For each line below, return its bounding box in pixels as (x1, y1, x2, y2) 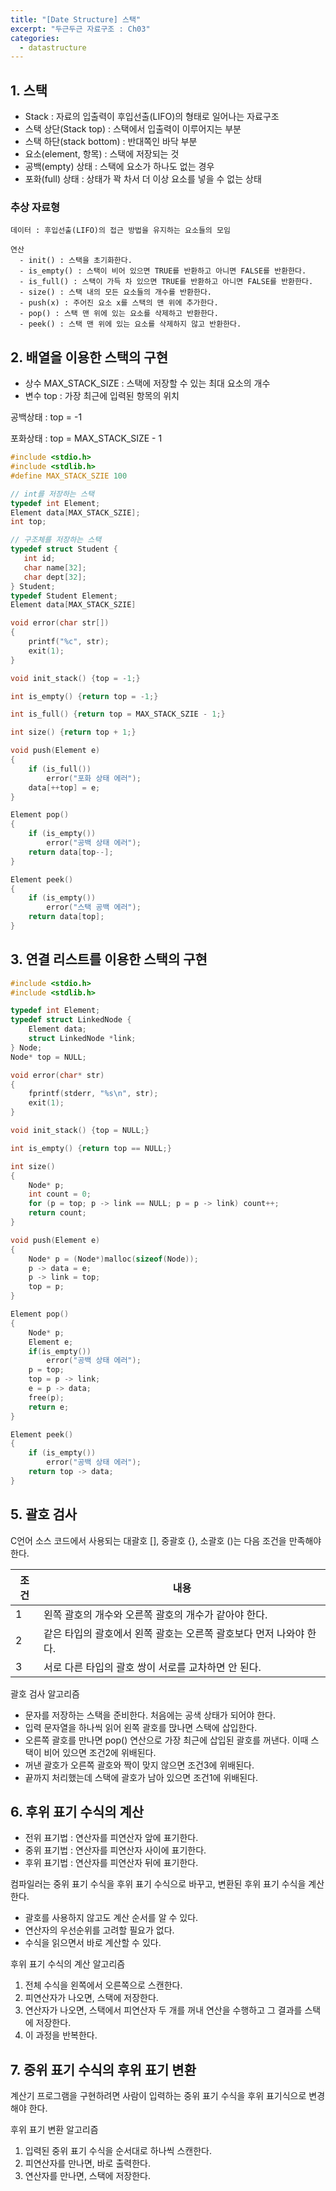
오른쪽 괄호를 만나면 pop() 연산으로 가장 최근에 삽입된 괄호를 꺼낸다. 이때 (24, 1734, 309, 1746)
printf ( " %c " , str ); (28, 637, 110, 647)
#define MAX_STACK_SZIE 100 (10, 471, 128, 481)
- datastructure (19, 42, 87, 53)
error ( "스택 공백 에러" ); (46, 902, 142, 913)
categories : (10, 33, 60, 43)
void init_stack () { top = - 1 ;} (10, 673, 141, 683)
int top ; (10, 517, 47, 527)
